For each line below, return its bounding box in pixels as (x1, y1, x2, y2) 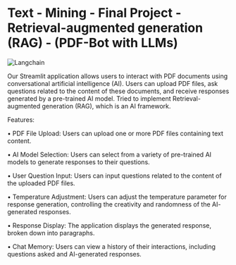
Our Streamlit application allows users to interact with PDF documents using (7, 72, 228, 80)
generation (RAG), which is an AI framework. (42, 101, 171, 110)
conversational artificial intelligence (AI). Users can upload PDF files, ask (7, 79, 218, 87)
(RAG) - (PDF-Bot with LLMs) (7, 35, 178, 51)
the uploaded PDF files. (7, 178, 75, 187)
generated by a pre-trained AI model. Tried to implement (7, 94, 171, 103)
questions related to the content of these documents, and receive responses (7, 87, 230, 95)
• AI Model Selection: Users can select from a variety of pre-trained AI (7, 150, 212, 159)
